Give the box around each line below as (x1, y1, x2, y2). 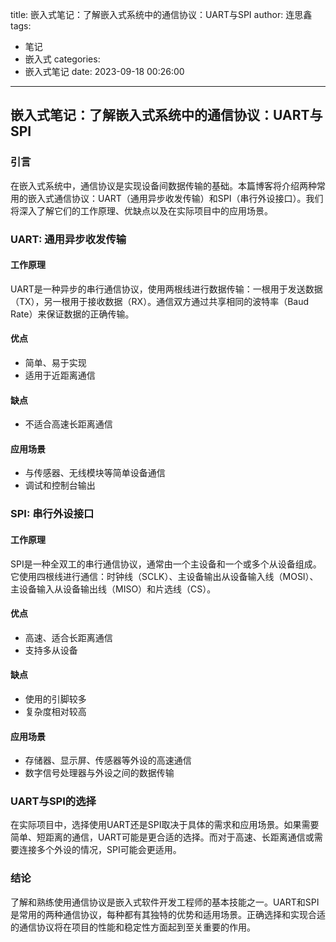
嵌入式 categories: (24, 53, 101, 65)
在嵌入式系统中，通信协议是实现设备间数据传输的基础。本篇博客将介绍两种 (10, 179, 317, 192)
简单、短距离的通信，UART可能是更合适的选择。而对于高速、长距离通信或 (10, 831, 315, 843)
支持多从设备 (24, 644, 78, 656)
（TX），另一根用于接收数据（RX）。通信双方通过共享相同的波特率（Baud (10, 295, 310, 307)
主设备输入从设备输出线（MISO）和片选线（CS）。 (10, 583, 217, 595)
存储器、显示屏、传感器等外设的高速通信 (24, 754, 192, 767)
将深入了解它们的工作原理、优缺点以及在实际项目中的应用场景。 (10, 204, 273, 217)
